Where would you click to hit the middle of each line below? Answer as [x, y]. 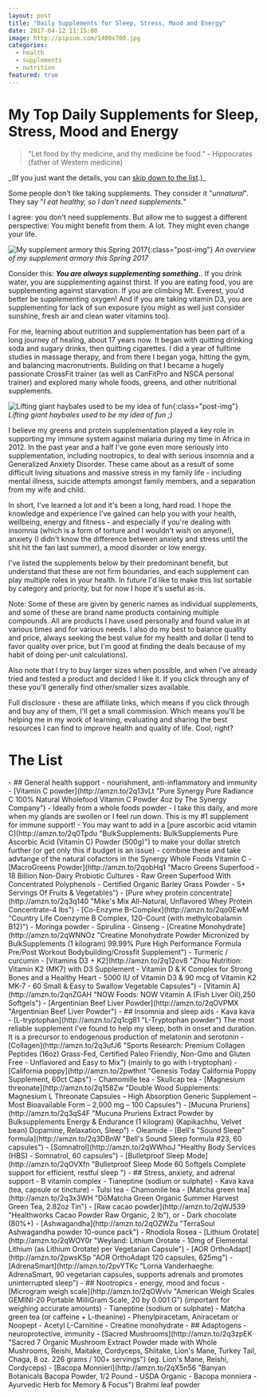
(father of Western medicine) [75, 162]
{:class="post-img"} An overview [202, 249]
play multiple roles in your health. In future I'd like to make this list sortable [130, 580]
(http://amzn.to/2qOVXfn [49, 1164]
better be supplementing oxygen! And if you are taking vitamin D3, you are [130, 299]
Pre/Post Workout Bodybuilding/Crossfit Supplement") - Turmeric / [118, 952]
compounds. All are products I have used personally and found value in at [129, 620]
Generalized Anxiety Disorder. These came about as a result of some [121, 464]
